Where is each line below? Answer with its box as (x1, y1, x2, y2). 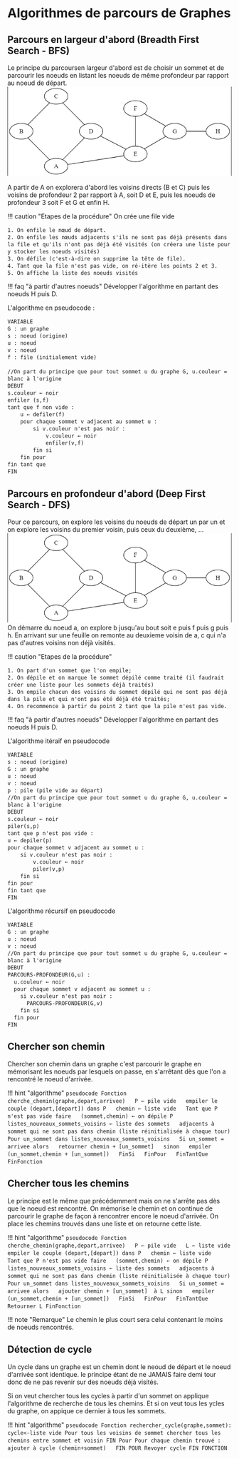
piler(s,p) (7, 823, 40, 830)
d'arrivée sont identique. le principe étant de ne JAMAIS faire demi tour (7, 1370, 216, 1378)
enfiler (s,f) (7, 397, 50, 404)
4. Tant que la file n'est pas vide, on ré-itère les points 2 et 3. (7, 263, 218, 270)
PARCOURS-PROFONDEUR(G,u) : (7, 971, 91, 979)
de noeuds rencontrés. (7, 1323, 75, 1331)
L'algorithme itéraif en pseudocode (7, 737, 110, 745)
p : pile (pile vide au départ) (7, 787, 103, 794)
